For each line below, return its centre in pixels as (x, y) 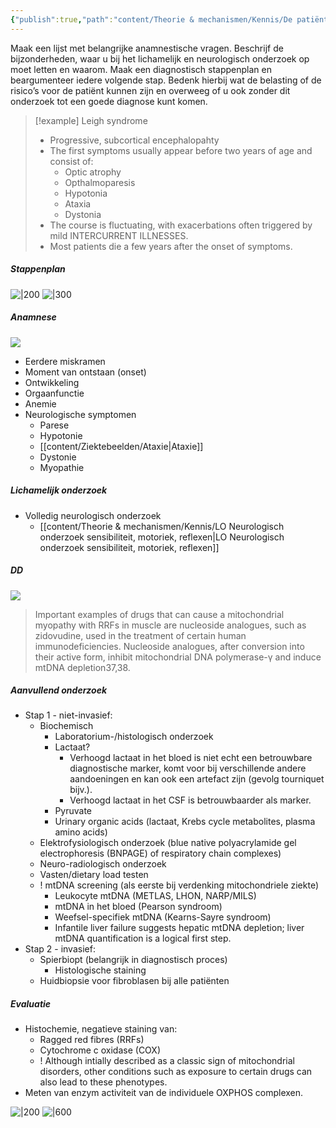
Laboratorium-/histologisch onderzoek (134, 737)
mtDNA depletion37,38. (82, 667)
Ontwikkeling (52, 382)
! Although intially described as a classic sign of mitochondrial (167, 1061)
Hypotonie (61, 435)
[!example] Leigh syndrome (91, 120)
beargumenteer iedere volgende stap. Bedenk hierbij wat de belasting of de (166, 80)
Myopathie (62, 467)
